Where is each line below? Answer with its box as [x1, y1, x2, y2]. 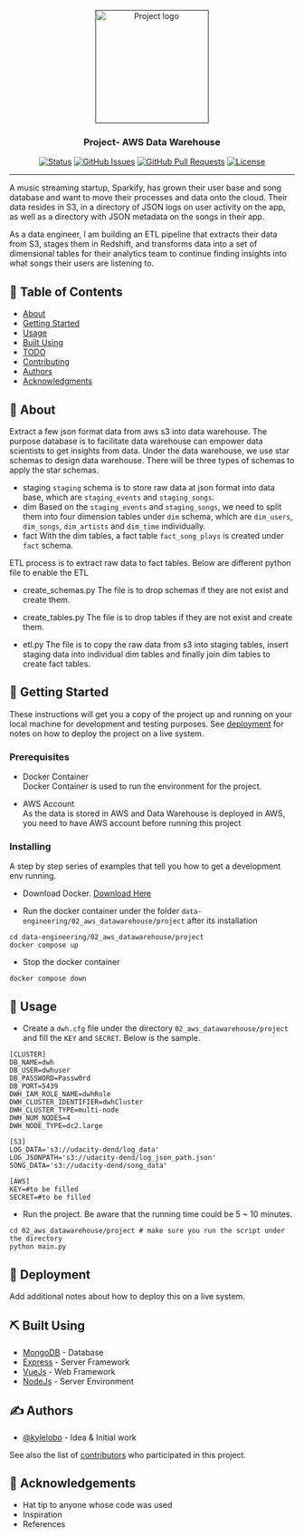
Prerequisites [9, 750, 70, 763]
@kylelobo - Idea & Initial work [22, 1432, 138, 1443]
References [22, 1519, 66, 1530]
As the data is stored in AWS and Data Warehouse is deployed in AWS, [22, 808, 286, 819]
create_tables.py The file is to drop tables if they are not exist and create [22, 611, 293, 622]
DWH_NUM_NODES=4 [9, 1114, 71, 1123]
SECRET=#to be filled [9, 1193, 91, 1202]
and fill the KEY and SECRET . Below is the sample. [22, 1033, 201, 1044]
